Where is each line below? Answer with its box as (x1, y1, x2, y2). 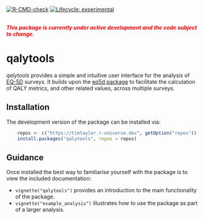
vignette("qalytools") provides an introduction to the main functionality (15, 187, 197, 194)
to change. (6, 30, 35, 38)
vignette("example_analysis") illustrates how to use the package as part (15, 200, 198, 207)
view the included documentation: (6, 175, 92, 182)
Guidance (6, 152, 44, 163)
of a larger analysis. (15, 206, 65, 214)
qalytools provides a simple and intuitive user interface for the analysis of (6, 72, 190, 79)
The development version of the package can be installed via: (6, 118, 161, 126)
